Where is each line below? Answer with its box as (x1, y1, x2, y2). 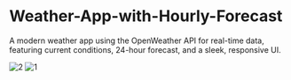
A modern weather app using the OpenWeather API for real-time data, (9, 35, 264, 46)
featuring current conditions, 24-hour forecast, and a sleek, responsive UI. (9, 44, 281, 55)
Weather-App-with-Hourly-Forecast (9, 6, 283, 26)
